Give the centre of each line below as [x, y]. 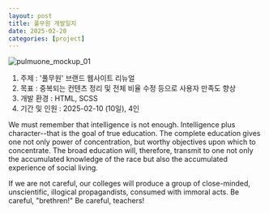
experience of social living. [53, 168]
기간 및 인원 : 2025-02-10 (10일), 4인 [80, 109]
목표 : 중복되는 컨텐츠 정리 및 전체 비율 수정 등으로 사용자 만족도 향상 [128, 88]
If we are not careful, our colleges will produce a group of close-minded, [130, 184]
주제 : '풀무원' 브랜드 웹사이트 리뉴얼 [77, 79]
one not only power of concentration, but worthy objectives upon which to [132, 142]
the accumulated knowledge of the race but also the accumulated [118, 160]
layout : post [30, 16]
